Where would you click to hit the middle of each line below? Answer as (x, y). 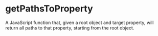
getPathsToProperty (49, 9)
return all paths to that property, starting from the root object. (70, 27)
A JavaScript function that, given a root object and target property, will (80, 22)
